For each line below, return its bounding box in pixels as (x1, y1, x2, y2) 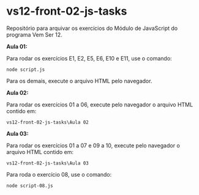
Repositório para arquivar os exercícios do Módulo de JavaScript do (6, 24, 178, 32)
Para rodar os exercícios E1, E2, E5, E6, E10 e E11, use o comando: (6, 54, 173, 62)
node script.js (6, 66, 45, 73)
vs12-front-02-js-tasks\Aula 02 (6, 119, 89, 125)
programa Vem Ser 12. (6, 31, 62, 38)
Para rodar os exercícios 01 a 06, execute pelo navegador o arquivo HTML (6, 101, 193, 108)
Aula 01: (6, 43, 28, 50)
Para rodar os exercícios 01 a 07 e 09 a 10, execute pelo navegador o (6, 142, 181, 149)
